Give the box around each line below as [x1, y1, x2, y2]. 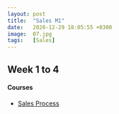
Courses [7, 83, 33, 92]
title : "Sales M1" [7, 17, 65, 24]
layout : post [7, 10, 46, 18]
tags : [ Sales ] [7, 37, 55, 44]
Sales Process [17, 99, 59, 108]
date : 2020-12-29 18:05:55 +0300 [7, 24, 113, 31]
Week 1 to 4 [7, 63, 59, 76]
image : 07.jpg [7, 30, 52, 38]
